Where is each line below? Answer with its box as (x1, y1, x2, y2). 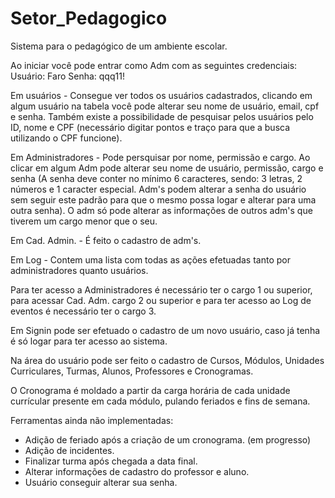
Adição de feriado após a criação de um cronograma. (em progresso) (24, 433, 312, 446)
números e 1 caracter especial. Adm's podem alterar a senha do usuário (10, 183, 307, 195)
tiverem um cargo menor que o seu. (10, 215, 158, 227)
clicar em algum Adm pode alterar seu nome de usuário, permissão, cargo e (10, 162, 324, 174)
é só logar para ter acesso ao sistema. (10, 335, 168, 347)
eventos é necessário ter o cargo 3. (10, 305, 157, 317)
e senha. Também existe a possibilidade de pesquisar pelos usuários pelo (10, 110, 314, 122)
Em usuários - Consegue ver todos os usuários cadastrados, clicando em (10, 89, 313, 101)
